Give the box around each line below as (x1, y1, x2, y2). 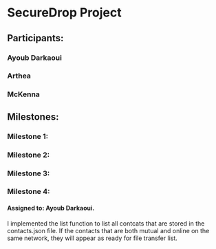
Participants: (7, 32, 64, 44)
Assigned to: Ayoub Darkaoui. (7, 204, 95, 213)
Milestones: (7, 111, 59, 122)
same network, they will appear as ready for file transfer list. (7, 234, 177, 242)
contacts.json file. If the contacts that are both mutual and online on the (7, 226, 210, 235)
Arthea (7, 71, 31, 80)
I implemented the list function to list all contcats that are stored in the (7, 219, 205, 228)
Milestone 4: (7, 187, 50, 197)
